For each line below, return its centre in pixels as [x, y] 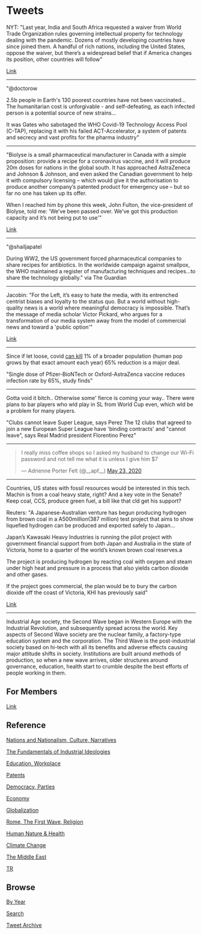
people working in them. [36, 673]
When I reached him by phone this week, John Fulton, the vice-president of [100, 205]
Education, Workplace [34, 763]
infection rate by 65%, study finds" [50, 380]
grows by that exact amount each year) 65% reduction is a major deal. [93, 362]
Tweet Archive [24, 925]
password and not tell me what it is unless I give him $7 [89, 459]
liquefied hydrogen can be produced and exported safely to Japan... [91, 525]
